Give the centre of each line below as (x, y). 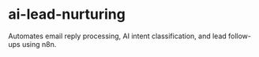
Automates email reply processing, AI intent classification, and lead (117, 36)
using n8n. (39, 44)
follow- (239, 36)
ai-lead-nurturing (67, 14)
